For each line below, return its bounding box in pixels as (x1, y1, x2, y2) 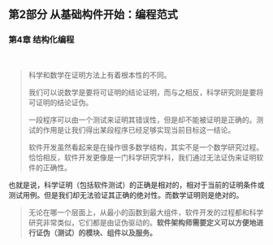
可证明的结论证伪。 (28, 97, 93, 107)
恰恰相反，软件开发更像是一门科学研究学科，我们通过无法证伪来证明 (28, 152, 257, 162)
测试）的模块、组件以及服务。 (56, 227, 157, 238)
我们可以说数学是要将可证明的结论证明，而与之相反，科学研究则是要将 (28, 87, 264, 97)
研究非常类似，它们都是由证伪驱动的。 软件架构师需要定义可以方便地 (28, 217, 257, 227)
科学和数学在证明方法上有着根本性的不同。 (28, 70, 171, 80)
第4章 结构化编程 (8, 34, 75, 46)
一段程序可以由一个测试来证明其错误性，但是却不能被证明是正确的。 (28, 115, 257, 125)
